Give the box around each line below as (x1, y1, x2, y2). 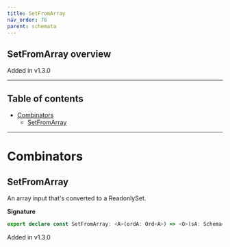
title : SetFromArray (7, 10, 66, 17)
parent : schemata (7, 23, 57, 30)
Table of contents (7, 93, 84, 104)
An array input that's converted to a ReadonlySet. (7, 194, 146, 202)
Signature (7, 207, 36, 215)
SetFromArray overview (7, 48, 112, 60)
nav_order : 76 (7, 16, 48, 23)
